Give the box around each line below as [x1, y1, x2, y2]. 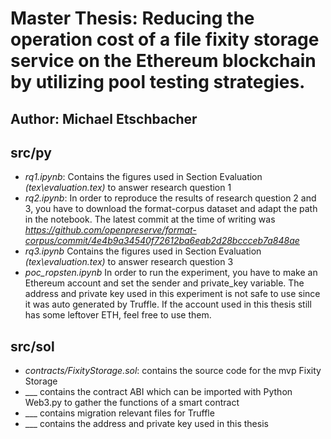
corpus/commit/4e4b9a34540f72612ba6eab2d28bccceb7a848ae [24, 235, 300, 247]
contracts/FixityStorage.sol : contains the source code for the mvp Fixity [24, 365, 322, 377]
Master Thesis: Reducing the [10, 7, 255, 30]
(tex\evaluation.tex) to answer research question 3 [24, 256, 234, 268]
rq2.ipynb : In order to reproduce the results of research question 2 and [24, 192, 317, 204]
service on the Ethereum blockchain [10, 50, 317, 72]
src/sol [10, 338, 55, 355]
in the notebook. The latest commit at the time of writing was [24, 213, 276, 226]
